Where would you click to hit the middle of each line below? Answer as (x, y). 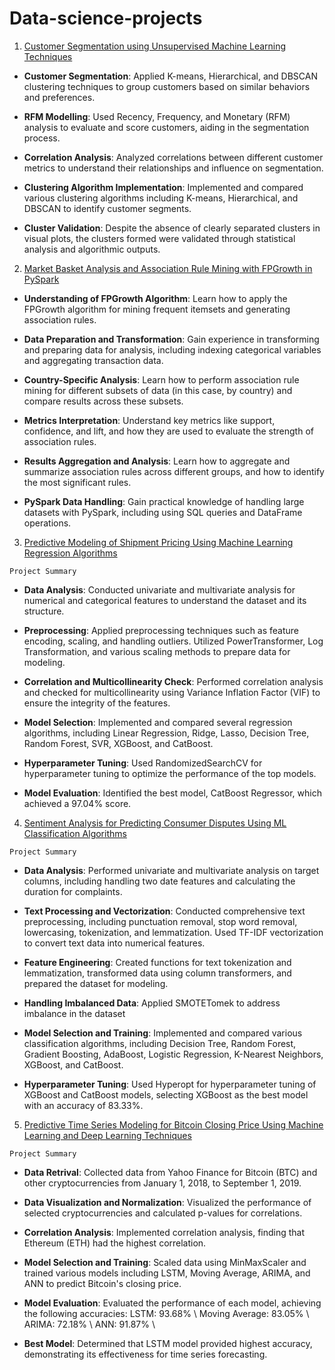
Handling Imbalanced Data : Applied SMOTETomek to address (152, 1003)
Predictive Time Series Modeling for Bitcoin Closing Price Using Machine (173, 1124)
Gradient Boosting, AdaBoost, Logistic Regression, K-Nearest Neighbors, (173, 1054)
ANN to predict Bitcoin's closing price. (102, 1283)
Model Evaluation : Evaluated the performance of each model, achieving (172, 1303)
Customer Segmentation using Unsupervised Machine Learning (155, 46)
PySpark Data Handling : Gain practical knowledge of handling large (164, 501)
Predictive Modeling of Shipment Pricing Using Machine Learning (158, 542)
